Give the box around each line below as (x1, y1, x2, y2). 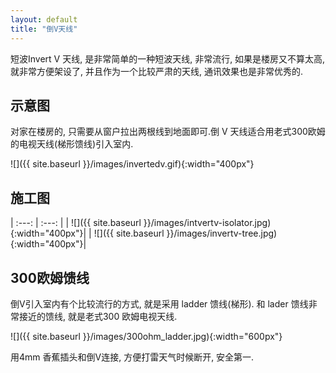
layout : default (10, 14, 78, 25)
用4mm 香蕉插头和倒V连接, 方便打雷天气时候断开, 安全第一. (10, 351, 255, 363)
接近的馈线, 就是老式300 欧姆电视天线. (18, 310, 178, 322)
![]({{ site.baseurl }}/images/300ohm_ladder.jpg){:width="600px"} (10, 330, 283, 342)
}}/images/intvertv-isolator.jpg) (143, 217, 272, 229)
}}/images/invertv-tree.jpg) (166, 227, 278, 240)
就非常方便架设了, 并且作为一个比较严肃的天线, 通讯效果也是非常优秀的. (10, 65, 303, 77)
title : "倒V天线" (10, 24, 78, 34)
